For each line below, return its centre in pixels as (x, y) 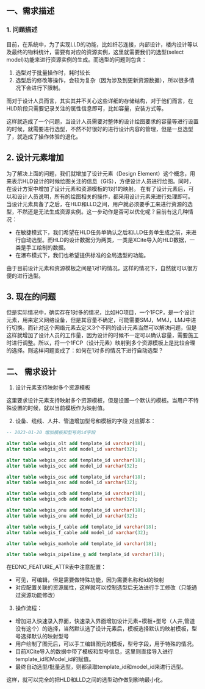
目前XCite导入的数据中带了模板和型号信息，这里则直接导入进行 (94, 652)
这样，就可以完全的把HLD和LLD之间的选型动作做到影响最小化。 (86, 680)
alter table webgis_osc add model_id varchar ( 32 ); (72, 483)
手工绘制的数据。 (47, 247)
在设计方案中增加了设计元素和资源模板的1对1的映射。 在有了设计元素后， (98, 188)
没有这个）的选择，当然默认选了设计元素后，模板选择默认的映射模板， (103, 629)
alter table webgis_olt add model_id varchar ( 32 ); (72, 449)
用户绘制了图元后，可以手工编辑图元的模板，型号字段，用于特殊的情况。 (106, 644)
